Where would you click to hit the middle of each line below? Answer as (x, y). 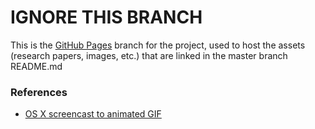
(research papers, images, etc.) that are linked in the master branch (149, 55)
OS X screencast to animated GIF (93, 114)
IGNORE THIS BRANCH (106, 17)
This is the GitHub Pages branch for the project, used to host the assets (158, 45)
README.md (36, 66)
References (39, 92)
